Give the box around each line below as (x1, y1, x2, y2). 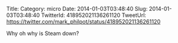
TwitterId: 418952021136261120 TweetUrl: (41, 12, 147, 19)
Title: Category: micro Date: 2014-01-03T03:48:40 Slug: (6, 5, 148, 12)
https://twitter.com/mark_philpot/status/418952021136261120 (6, 18, 161, 25)
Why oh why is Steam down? (6, 30, 80, 37)
